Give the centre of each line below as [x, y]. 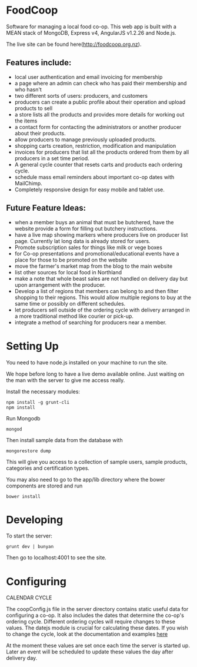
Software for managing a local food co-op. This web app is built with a [91, 26]
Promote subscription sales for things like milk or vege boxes [89, 247]
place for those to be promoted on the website [71, 260]
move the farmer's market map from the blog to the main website [94, 266]
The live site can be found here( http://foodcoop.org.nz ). [74, 44]
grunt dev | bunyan [30, 547]
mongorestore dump [29, 451]
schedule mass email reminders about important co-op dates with [94, 177]
